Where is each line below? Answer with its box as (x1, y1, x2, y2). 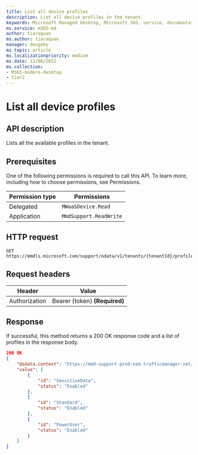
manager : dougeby (6, 42, 49, 48)
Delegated (9, 202, 38, 211)
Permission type (9, 192, 57, 201)
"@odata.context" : (16, 362, 62, 367)
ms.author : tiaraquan (6, 36, 60, 42)
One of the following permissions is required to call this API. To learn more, (6, 172, 188, 179)
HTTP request (6, 232, 59, 243)
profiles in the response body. (6, 338, 79, 346)
